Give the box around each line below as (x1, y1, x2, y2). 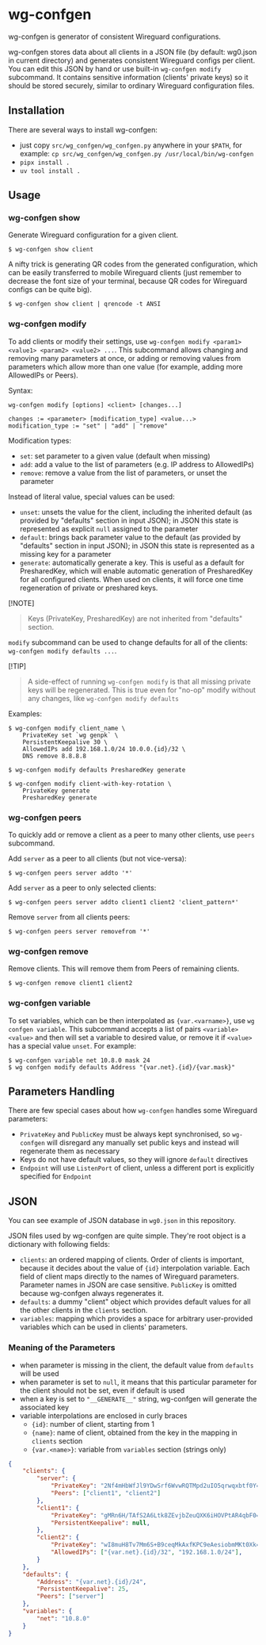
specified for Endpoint (19, 1171, 93, 1181)
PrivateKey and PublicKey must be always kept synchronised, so (19, 1129, 231, 1139)
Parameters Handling (8, 1085, 115, 1099)
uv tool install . (19, 167, 81, 175)
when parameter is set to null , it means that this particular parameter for (19, 1377, 257, 1386)
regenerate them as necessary (19, 1146, 120, 1156)
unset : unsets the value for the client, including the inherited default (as (19, 507, 253, 516)
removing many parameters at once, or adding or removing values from (8, 353, 241, 362)
